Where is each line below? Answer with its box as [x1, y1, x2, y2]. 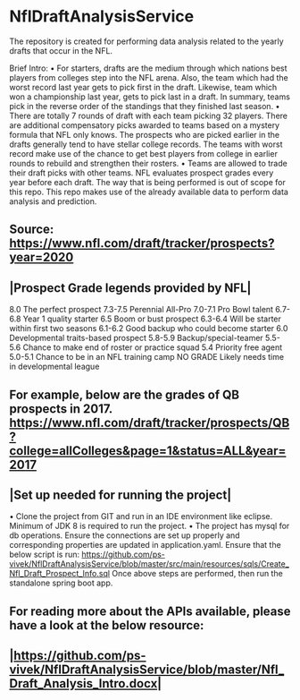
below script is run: [9, 549, 80, 560]
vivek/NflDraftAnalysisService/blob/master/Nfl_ [9, 662, 285, 678]
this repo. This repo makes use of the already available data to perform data [9, 186, 288, 197]
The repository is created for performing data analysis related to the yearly [9, 36, 284, 47]
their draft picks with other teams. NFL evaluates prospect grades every [9, 167, 274, 178]
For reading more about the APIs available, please [9, 603, 292, 619]
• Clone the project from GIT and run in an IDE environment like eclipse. [9, 511, 273, 522]
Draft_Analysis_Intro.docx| [9, 676, 162, 691]
